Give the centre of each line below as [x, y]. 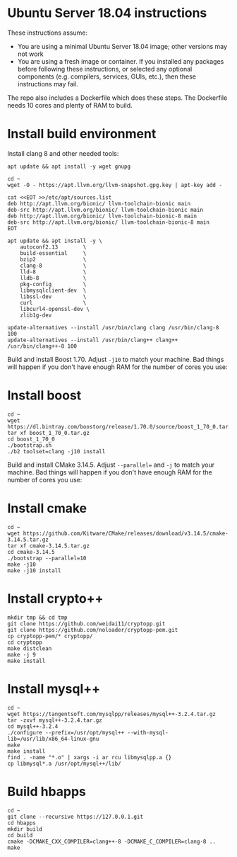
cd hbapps [22, 823]
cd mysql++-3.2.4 [33, 726]
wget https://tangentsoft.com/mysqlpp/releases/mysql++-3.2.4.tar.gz [112, 714]
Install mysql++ [54, 689]
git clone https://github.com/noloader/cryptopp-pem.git [93, 630]
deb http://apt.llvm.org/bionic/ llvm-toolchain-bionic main [99, 203]
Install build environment [82, 134]
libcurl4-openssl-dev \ [55, 309]
